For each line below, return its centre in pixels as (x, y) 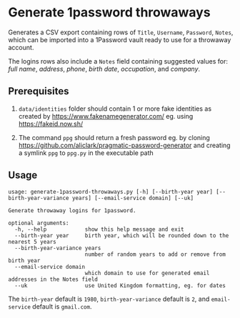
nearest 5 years (32, 242)
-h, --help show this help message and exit (99, 229)
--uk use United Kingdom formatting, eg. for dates (120, 285)
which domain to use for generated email (147, 273)
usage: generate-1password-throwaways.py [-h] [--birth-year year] (111, 192)
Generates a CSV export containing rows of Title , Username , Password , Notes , (121, 32)
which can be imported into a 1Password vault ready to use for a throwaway (120, 39)
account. (21, 47)
